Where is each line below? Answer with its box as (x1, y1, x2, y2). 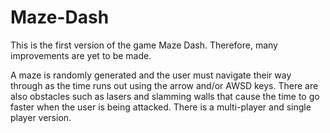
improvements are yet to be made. (10, 49, 152, 61)
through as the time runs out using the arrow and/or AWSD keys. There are (10, 79, 319, 91)
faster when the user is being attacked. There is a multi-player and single (10, 101, 312, 113)
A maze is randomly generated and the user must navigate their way (10, 69, 292, 81)
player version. (10, 111, 72, 123)
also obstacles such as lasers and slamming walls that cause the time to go (10, 90, 320, 102)
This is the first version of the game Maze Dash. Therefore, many (10, 39, 278, 51)
